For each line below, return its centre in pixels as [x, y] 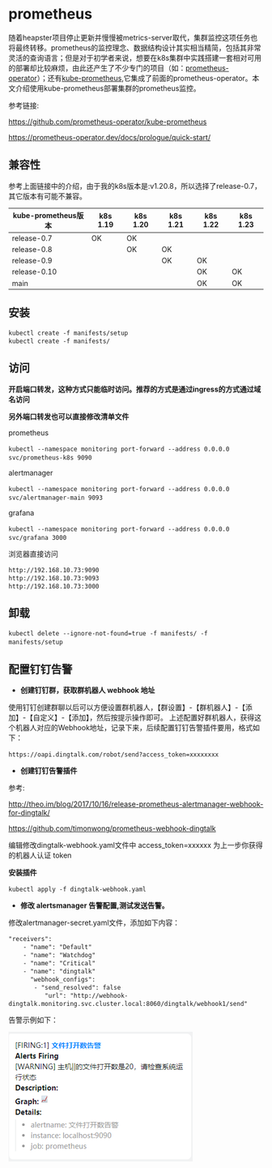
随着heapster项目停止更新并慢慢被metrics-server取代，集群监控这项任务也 [133, 37]
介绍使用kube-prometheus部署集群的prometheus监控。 [108, 88]
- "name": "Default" [57, 948]
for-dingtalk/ [29, 813]
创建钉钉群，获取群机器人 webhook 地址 [87, 691]
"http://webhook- [99, 996]
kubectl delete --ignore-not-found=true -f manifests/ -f [108, 634]
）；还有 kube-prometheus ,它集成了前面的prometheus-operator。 [144, 78]
